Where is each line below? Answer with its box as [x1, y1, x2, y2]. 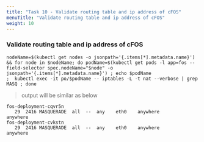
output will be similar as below [21, 91, 98, 99]
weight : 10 [6, 20, 34, 26]
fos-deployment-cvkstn [6, 119, 64, 126]
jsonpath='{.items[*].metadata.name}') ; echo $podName [6, 70, 151, 76]
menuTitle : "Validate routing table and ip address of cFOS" [6, 15, 166, 21]
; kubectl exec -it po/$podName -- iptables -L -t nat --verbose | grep [6, 76, 199, 82]
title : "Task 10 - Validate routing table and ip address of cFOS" [6, 9, 182, 15]
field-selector [6, 65, 45, 71]
